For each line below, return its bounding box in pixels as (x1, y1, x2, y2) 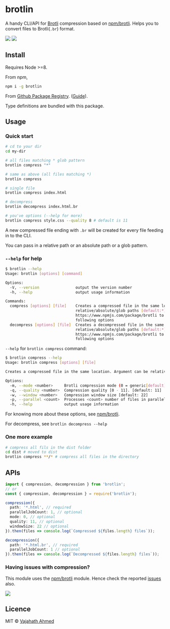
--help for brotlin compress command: (5, 346, 87, 352)
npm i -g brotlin (5, 83, 42, 89)
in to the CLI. (5, 232, 32, 238)
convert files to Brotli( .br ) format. (5, 25, 75, 31)
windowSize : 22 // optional (10, 524, 69, 529)
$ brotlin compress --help (5, 355, 62, 360)
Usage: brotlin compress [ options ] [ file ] (5, 360, 96, 365)
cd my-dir (5, 149, 26, 154)
